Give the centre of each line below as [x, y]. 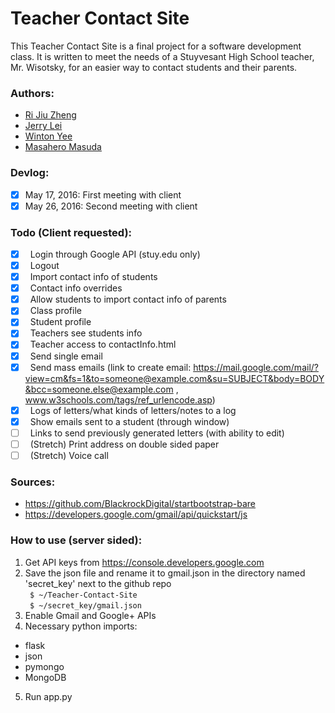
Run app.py [48, 696]
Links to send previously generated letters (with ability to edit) [157, 433]
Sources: [33, 482]
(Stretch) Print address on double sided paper [124, 444]
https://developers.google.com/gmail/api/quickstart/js [136, 514]
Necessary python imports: [81, 626]
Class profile [55, 311]
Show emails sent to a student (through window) [129, 421]
